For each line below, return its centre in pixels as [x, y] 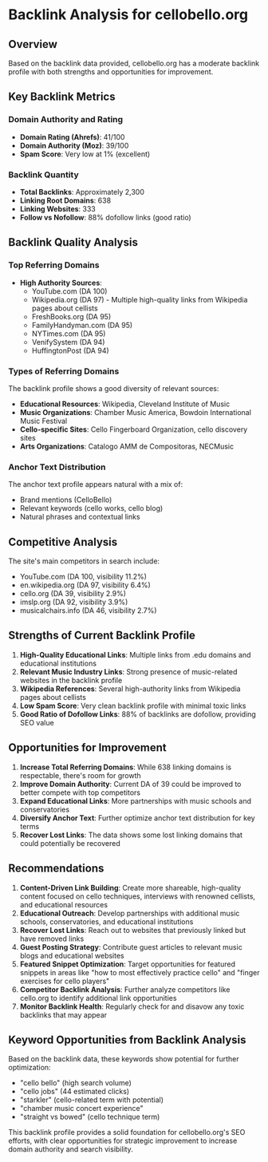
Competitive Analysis [63, 541]
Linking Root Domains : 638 [65, 200]
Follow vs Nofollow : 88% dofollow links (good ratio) [105, 217]
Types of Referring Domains [64, 371]
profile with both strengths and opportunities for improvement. [111, 72]
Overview [33, 44]
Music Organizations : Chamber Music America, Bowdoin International [135, 412]
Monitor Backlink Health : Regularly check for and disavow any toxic [132, 1006]
